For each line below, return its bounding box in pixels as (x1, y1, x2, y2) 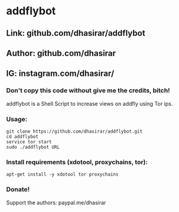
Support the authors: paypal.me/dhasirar (6, 199, 106, 206)
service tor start (6, 139, 52, 145)
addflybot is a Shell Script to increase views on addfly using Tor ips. (6, 100, 173, 107)
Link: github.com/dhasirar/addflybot (6, 28, 146, 38)
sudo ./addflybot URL (6, 144, 60, 150)
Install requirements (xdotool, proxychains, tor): (6, 158, 148, 166)
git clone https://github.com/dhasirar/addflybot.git (6, 128, 143, 134)
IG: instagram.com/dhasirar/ (6, 69, 115, 79)
